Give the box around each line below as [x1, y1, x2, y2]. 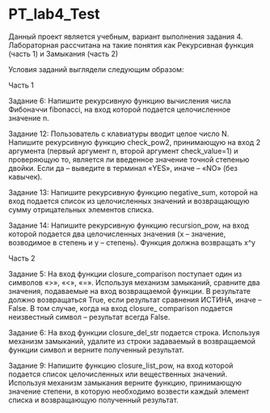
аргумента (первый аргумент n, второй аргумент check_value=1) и [8, 146, 238, 155]
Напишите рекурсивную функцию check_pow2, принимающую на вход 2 [8, 137, 261, 147]
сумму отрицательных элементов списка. [8, 204, 154, 215]
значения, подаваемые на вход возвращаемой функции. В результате [8, 286, 251, 296]
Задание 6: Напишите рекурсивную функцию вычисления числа [8, 96, 232, 105]
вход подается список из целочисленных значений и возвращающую [8, 196, 250, 206]
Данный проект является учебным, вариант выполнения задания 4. [8, 32, 243, 41]
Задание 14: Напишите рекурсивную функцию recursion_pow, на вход [8, 220, 249, 230]
